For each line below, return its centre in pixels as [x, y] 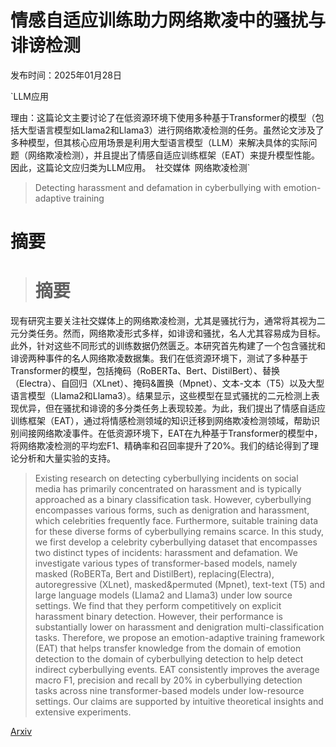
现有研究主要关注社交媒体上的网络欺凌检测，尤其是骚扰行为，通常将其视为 [163, 321]
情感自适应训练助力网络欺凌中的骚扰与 [168, 20]
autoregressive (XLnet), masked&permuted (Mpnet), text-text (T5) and [180, 585]
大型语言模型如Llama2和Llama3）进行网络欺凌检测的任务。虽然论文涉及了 [171, 130]
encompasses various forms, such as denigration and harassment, [172, 510]
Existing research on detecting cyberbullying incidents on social [166, 478]
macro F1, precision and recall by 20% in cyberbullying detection [168, 680]
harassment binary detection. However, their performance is [158, 617]
